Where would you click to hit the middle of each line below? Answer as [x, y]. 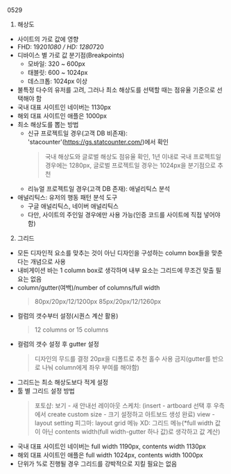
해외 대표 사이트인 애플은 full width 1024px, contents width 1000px [110, 455]
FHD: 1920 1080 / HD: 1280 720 [60, 47]
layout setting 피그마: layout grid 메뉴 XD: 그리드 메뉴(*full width [124, 423]
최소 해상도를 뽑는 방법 [48, 125]
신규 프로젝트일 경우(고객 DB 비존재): [78, 133]
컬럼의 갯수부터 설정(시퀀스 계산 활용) [68, 316]
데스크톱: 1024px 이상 [58, 81]
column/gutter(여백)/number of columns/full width [88, 288]
